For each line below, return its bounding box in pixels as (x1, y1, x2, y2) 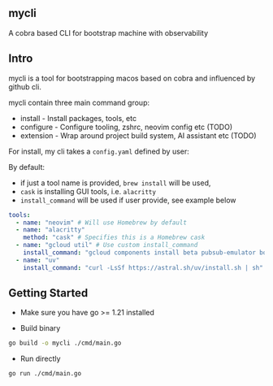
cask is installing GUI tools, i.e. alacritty (19, 186, 157, 196)
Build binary (19, 323, 61, 333)
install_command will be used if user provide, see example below (19, 195, 236, 205)
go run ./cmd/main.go (8, 370, 82, 378)
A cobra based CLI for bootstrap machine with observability (8, 28, 209, 37)
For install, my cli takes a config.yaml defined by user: (8, 146, 189, 156)
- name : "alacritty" (15, 226, 85, 234)
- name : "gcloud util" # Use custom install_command (15, 241, 198, 249)
